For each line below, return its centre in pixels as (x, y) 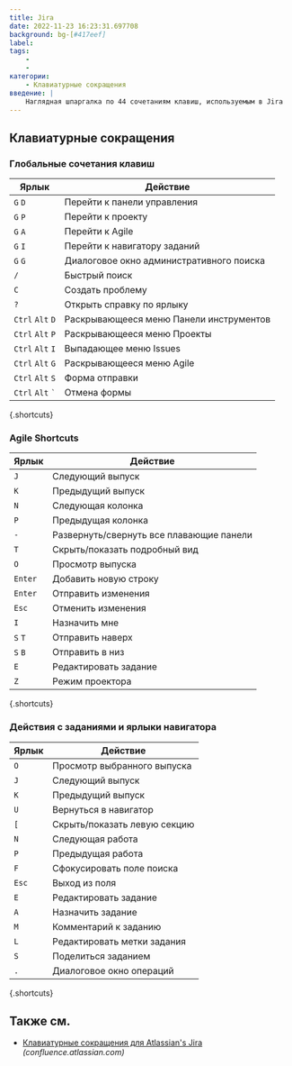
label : (22, 43)
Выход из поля (84, 882)
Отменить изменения (99, 608)
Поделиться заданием (102, 956)
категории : (30, 77)
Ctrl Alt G (35, 364)
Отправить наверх (93, 638)
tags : (19, 51)
